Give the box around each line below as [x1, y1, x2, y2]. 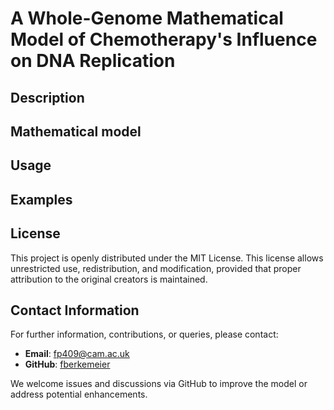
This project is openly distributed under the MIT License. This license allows [10, 252, 324, 264]
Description [10, 89, 85, 106]
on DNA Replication [10, 50, 176, 72]
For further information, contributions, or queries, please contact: [10, 328, 279, 341]
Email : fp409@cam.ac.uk [24, 348, 130, 360]
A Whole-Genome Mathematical [10, 7, 284, 30]
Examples [10, 191, 73, 208]
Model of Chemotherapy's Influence [10, 28, 318, 51]
